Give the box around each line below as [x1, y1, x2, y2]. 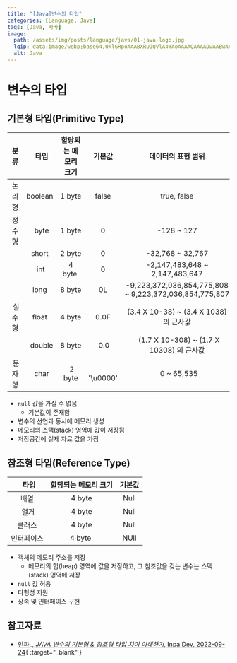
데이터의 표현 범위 [149, 151, 205, 161]
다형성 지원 [17, 588, 49, 597]
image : [7, 30, 27, 37]
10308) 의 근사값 [149, 345, 205, 355]
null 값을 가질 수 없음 [17, 399, 78, 407]
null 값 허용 [17, 579, 51, 587]
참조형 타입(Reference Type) [7, 457, 130, 469]
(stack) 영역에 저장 [28, 570, 81, 579]
